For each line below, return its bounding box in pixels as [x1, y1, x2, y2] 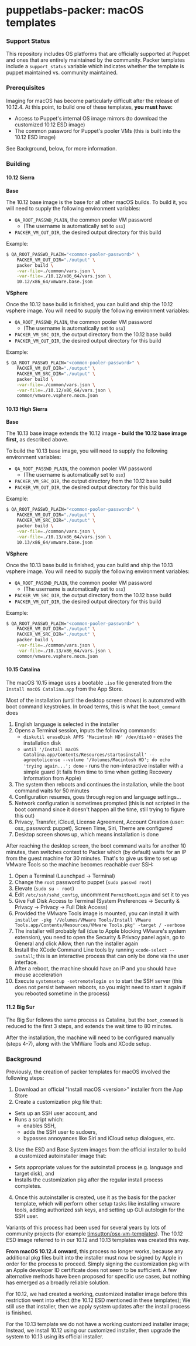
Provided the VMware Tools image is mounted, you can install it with [14, 909, 180, 917]
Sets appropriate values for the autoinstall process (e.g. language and [14, 1164, 183, 1171]
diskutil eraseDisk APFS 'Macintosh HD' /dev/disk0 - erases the [23, 733, 183, 740]
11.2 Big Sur [6, 1003, 35, 1010]
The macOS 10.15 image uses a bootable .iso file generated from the [6, 679, 173, 686]
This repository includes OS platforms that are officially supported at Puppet [6, 51, 190, 58]
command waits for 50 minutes [14, 787, 90, 794]
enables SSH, [23, 1122, 56, 1129]
